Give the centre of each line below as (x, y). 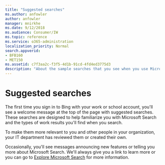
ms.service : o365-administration (39, 42)
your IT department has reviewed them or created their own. (66, 137)
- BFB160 (14, 55)
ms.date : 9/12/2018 (25, 28)
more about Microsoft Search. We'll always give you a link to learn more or (80, 152)
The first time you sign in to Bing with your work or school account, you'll (79, 107)
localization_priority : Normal (37, 46)
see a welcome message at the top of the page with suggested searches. (79, 112)
